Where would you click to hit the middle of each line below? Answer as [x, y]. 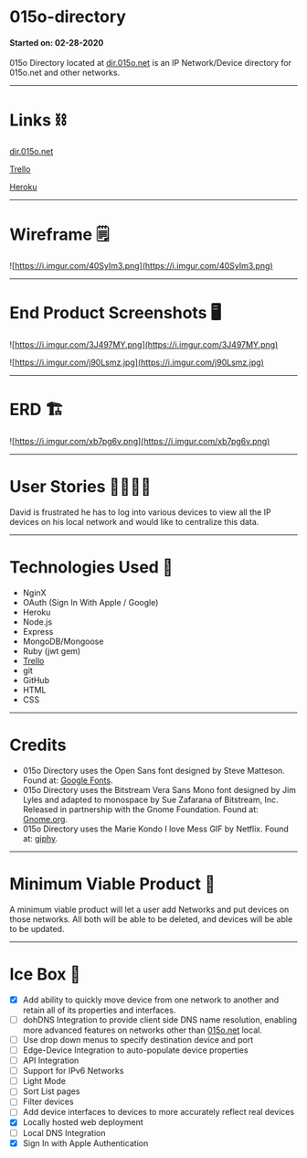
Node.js [37, 622]
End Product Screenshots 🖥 [116, 313]
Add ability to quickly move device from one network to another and [151, 1000]
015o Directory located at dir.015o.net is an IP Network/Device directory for [151, 63]
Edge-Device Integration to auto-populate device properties [135, 1050]
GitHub [36, 681]
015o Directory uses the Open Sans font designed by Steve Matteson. [153, 770]
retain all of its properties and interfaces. [99, 1010]
